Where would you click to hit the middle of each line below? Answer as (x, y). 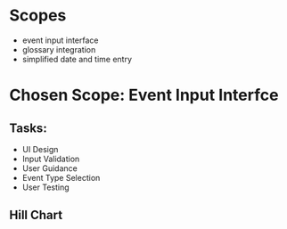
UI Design (40, 149)
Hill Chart (36, 215)
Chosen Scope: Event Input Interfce (144, 95)
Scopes (38, 16)
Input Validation (51, 159)
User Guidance (49, 168)
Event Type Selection (61, 177)
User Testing (45, 187)
